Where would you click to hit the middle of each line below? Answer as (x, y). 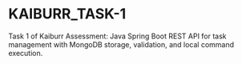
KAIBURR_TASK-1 (67, 14)
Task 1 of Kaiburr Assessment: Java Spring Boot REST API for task (117, 36)
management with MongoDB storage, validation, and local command (121, 44)
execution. (26, 53)
